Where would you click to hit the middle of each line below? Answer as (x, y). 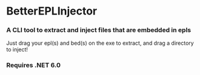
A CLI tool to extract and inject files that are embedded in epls (99, 30)
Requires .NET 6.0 (34, 65)
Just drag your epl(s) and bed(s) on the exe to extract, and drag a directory (100, 43)
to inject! (17, 50)
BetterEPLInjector (52, 11)
